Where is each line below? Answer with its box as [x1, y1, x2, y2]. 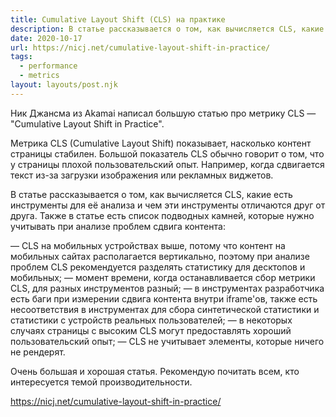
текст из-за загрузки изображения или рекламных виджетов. [10, 169, 274, 181]
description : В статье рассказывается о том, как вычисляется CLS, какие [10, 24, 325, 34]
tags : [10, 52, 33, 62]
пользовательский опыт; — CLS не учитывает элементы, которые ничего [10, 335, 325, 347]
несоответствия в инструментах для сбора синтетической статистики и [10, 303, 320, 315]
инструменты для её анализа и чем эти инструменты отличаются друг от [10, 199, 326, 211]
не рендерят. [10, 346, 66, 358]
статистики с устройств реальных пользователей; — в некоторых [10, 314, 293, 326]
